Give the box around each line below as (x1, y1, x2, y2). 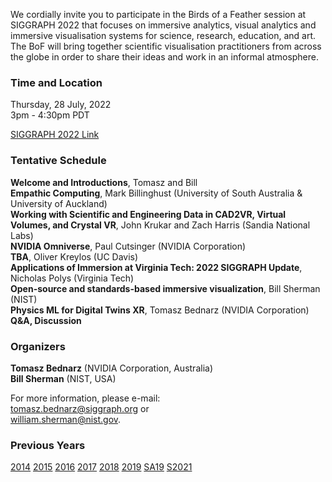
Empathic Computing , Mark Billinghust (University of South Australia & (10, 187, 303, 199)
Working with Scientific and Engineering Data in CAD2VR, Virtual (10, 208, 287, 220)
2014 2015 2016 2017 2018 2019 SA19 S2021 (10, 461, 193, 473)
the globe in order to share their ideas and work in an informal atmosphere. (10, 51, 320, 63)
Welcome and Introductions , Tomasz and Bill (10, 176, 198, 188)
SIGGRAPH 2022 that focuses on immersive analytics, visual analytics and (10, 19, 317, 31)
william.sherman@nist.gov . (10, 413, 122, 425)
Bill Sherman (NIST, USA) (10, 372, 117, 384)
